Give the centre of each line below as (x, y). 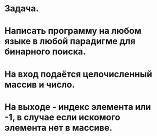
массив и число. (40, 84)
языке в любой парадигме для (70, 41)
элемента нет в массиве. (59, 127)
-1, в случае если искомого (62, 117)
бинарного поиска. (45, 52)
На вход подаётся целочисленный (78, 74)
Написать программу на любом (73, 31)
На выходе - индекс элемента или (78, 107)
